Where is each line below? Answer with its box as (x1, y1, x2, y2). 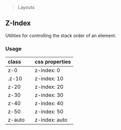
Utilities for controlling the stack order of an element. (5, 32, 116, 39)
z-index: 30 (35, 91, 64, 99)
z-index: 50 (35, 108, 64, 115)
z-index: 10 (35, 75, 64, 82)
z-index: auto (35, 116, 68, 123)
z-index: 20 (35, 83, 64, 90)
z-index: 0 (35, 67, 60, 74)
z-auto (8, 116, 25, 123)
